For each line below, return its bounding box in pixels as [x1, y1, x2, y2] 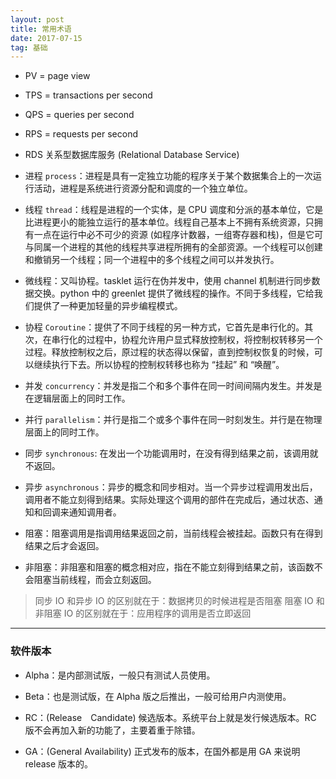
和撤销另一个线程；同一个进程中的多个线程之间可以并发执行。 [24, 254, 280, 266]
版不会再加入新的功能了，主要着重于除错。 [24, 724, 201, 736]
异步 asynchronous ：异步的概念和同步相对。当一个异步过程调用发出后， [24, 481, 318, 493]
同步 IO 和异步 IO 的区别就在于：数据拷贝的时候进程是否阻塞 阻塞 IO [34, 595, 314, 607]
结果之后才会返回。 [24, 540, 105, 552]
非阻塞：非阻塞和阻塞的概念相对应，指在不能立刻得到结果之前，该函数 [24, 561, 315, 573]
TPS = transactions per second [24, 89, 153, 101]
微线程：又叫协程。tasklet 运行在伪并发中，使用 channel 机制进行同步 [24, 275, 312, 287]
